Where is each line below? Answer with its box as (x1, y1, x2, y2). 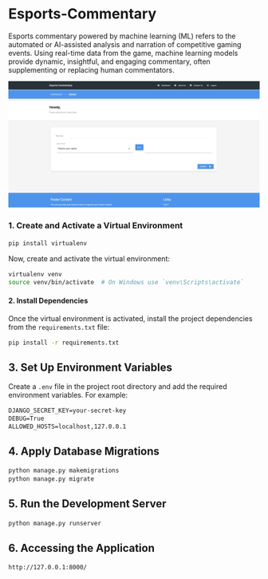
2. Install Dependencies (8, 295, 89, 305)
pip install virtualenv (8, 239, 88, 248)
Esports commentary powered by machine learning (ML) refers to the (8, 31, 236, 41)
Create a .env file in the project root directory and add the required (8, 382, 227, 391)
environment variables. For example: (8, 391, 128, 400)
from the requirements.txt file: (8, 322, 110, 331)
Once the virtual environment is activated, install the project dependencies (8, 313, 253, 323)
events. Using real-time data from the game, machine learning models (8, 48, 238, 58)
